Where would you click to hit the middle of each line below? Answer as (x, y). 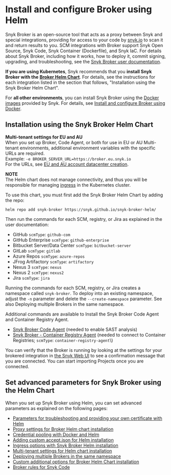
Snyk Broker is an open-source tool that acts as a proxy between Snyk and (84, 34)
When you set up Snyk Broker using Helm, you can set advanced (74, 403)
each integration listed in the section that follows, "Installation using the (80, 82)
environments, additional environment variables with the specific (88, 148)
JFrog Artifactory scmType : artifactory (53, 261)
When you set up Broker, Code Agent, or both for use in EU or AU (74, 142)
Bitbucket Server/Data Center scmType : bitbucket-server (72, 245)
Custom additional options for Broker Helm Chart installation (76, 462)
